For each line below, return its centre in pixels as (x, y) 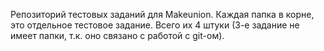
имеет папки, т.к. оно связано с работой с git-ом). (117, 35)
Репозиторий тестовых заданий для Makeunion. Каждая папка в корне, (162, 14)
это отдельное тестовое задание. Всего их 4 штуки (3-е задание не (155, 25)
